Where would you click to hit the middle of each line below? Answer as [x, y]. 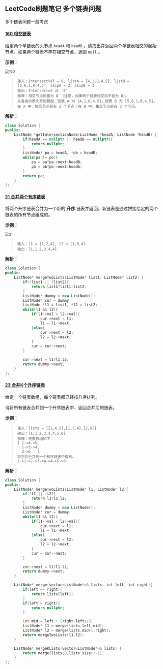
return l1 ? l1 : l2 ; [49, 499]
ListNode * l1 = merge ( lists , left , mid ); [64, 626]
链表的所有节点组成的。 [29, 215]
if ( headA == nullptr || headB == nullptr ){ [68, 139]
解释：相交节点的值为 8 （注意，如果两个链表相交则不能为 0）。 [73, 96]
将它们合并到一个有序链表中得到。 [46, 457]
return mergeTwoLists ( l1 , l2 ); [54, 635]
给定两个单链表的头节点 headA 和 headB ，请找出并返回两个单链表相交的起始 [81, 46]
